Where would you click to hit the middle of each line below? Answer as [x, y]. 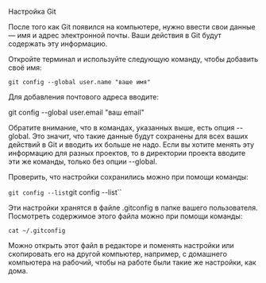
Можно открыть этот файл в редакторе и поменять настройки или [121, 245]
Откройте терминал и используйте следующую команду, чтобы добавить [133, 59]
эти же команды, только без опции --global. [83, 161]
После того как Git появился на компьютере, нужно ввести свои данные [132, 27]
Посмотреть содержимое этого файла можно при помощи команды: [125, 216]
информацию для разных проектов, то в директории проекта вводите [127, 153]
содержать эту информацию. [58, 44]
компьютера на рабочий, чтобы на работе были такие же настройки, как [132, 262]
